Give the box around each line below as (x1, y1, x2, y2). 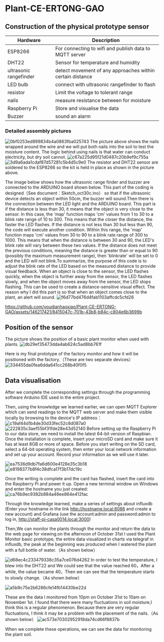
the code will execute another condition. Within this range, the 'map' (5, 227, 143, 233)
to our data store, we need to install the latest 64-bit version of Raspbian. (5, 430, 152, 436)
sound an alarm (55, 113, 91, 120)
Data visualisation (5, 376, 61, 385)
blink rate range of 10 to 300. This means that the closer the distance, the (5, 216, 153, 222)
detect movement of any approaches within (55, 67, 155, 74)
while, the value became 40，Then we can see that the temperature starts (5, 569, 155, 575)
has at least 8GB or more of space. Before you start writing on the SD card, (5, 441, 156, 447)
